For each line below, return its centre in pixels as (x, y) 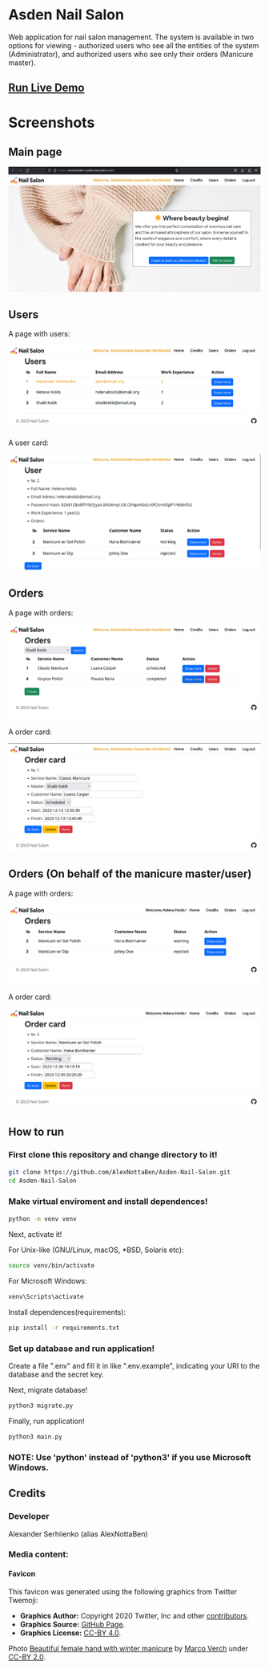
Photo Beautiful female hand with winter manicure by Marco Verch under (128, 1648)
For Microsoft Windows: (48, 1281)
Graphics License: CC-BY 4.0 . (70, 1633)
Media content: (39, 1554)
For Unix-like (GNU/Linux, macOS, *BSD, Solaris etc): (96, 1250)
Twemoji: (23, 1600)
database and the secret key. (56, 1374)
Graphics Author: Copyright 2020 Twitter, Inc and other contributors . (134, 1615)
